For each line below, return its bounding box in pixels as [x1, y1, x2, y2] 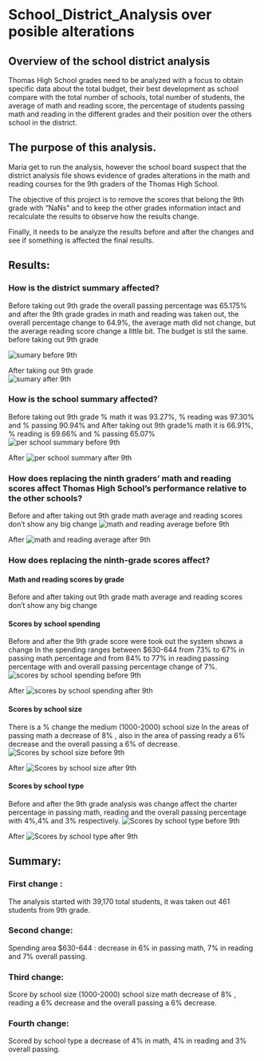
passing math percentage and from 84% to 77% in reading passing [8, 653, 230, 663]
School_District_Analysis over [8, 6, 212, 24]
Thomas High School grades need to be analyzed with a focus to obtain [8, 76, 244, 85]
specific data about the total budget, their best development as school [8, 84, 239, 93]
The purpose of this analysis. [8, 141, 157, 155]
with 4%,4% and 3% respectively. [8, 815, 120, 825]
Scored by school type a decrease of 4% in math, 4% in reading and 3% [8, 1036, 247, 1046]
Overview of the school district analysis [8, 54, 211, 68]
